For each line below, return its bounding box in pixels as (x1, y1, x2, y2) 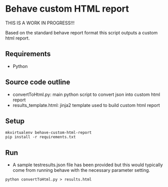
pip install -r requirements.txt (5, 135, 76, 140)
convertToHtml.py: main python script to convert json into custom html (12, 91, 160, 97)
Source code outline (5, 78, 71, 87)
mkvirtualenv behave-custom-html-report (5, 130, 92, 135)
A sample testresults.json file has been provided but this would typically (12, 162, 163, 168)
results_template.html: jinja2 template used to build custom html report (12, 102, 160, 108)
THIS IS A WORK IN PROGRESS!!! (5, 20, 75, 26)
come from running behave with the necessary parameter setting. (12, 167, 151, 173)
